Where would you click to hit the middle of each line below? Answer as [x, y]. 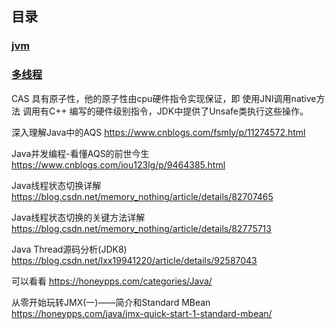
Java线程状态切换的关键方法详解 [78, 217]
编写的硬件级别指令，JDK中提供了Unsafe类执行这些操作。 [189, 111]
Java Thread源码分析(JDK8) [69, 249]
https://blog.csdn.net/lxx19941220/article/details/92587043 [134, 260]
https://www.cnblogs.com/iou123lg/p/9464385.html [118, 164]
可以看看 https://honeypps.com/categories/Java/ [112, 281]
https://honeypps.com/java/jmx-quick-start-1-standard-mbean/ [142, 313]
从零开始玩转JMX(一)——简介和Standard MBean [111, 302]
